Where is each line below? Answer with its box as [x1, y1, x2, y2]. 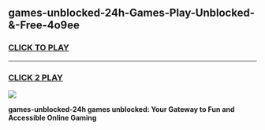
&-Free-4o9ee [8, 19, 80, 32]
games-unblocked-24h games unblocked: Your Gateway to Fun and [8, 104, 235, 113]
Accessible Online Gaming [8, 113, 97, 122]
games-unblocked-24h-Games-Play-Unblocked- [8, 6, 255, 20]
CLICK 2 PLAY [8, 72, 63, 83]
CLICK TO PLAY [8, 43, 69, 54]
